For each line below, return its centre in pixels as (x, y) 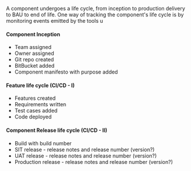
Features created (35, 98)
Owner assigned (34, 53)
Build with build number (43, 143)
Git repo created (34, 60)
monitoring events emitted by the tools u (55, 21)
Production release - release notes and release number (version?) (94, 162)
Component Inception (33, 34)
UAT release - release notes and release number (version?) (86, 156)
